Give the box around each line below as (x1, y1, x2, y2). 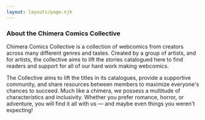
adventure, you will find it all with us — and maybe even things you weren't (6, 100, 195, 107)
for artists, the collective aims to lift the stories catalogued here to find (6, 55, 184, 63)
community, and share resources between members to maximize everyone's (6, 80, 199, 88)
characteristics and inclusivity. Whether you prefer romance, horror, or (6, 93, 184, 101)
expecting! (6, 106, 34, 113)
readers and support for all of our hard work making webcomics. (6, 62, 170, 69)
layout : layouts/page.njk (6, 9, 72, 15)
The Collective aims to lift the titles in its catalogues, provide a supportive (6, 74, 191, 81)
